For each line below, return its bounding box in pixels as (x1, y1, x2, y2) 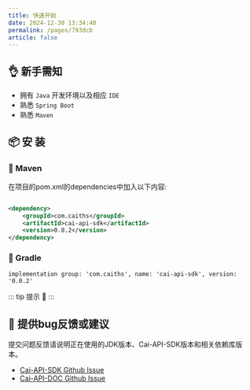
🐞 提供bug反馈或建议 (8, 317, 110, 331)
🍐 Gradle (8, 253, 42, 264)
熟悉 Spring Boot (19, 100, 75, 110)
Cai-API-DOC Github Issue (19, 373, 106, 383)
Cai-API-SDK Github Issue (19, 366, 105, 375)
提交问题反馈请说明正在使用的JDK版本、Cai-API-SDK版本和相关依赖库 (8, 340, 236, 349)
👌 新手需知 (8, 65, 63, 78)
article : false (8, 33, 58, 42)
